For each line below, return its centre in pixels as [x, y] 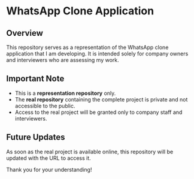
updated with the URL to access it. [48, 158]
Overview [25, 33]
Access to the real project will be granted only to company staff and [98, 112]
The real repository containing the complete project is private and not [101, 99]
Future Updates [36, 138]
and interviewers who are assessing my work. [63, 60]
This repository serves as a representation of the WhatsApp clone [87, 47]
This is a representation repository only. [65, 93]
